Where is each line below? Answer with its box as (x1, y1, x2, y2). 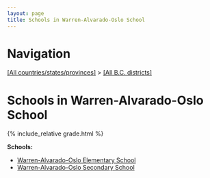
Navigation (7, 46, 70, 62)
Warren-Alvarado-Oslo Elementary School (16, 156, 136, 164)
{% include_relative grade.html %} (7, 129, 104, 138)
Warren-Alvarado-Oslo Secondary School (16, 164, 135, 172)
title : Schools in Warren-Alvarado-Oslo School (7, 16, 146, 23)
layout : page (7, 10, 44, 17)
